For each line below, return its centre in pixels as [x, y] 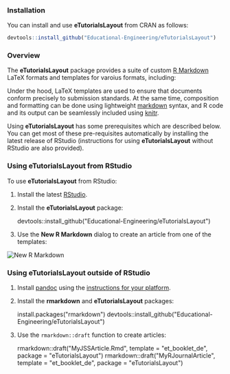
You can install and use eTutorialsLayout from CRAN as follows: [98, 25]
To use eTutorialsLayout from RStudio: [62, 181]
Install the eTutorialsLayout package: [70, 208]
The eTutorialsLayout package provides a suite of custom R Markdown [108, 70]
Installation [26, 10]
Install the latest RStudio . [52, 194]
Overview [24, 56]
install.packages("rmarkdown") [61, 314]
